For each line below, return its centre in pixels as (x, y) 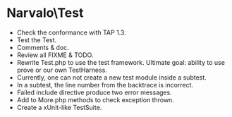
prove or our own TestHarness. (62, 70)
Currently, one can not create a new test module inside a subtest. (112, 77)
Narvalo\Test (45, 13)
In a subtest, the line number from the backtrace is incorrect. (105, 85)
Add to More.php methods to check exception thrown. (95, 99)
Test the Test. (37, 39)
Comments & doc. (43, 47)
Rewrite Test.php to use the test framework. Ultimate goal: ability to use (121, 62)
